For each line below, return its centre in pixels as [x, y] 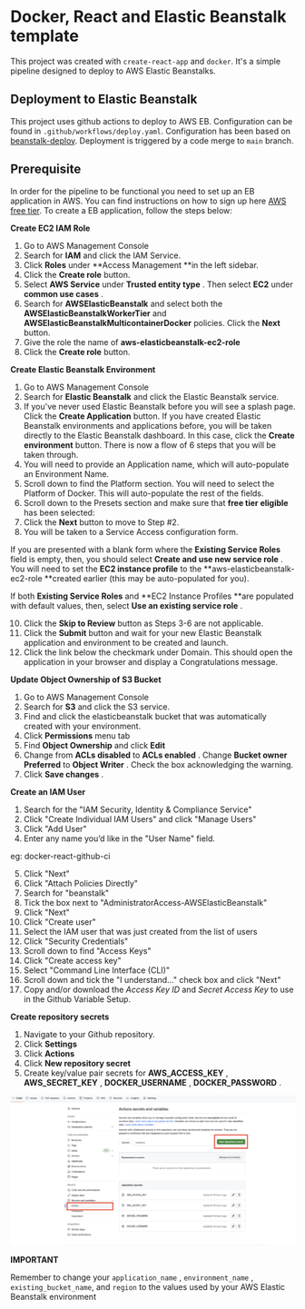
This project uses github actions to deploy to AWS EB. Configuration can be [152, 121]
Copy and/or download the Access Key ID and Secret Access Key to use [158, 989]
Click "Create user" [59, 922]
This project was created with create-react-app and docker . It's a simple [145, 61]
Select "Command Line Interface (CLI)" [97, 970]
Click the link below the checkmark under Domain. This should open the [158, 652]
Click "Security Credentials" [76, 941]
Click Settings [50, 1044]
